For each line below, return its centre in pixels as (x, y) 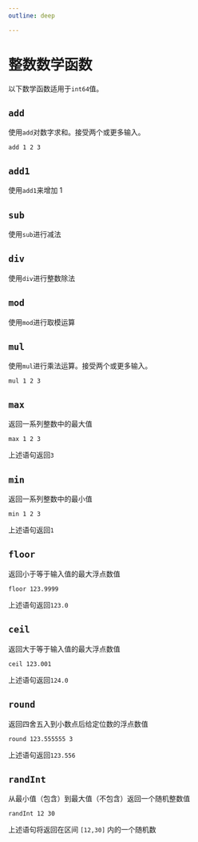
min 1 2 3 (25, 514)
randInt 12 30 (32, 814)
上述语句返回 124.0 (38, 680)
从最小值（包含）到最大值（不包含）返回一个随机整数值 (99, 799)
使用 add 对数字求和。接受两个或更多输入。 (77, 132)
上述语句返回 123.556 (42, 755)
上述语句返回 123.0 (38, 604)
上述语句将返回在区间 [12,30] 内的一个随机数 (82, 830)
